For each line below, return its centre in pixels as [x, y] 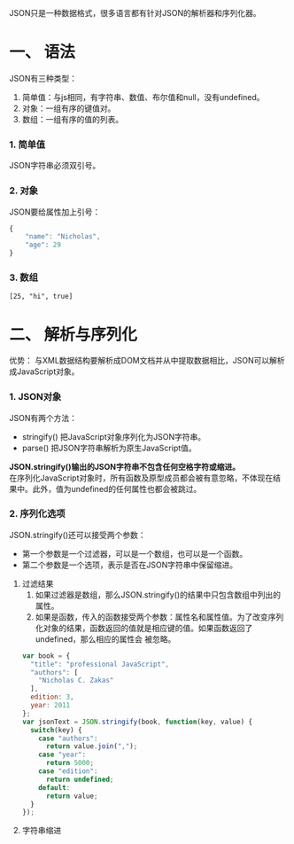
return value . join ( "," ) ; [92, 746]
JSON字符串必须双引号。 [55, 166]
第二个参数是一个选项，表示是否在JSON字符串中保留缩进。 [130, 565]
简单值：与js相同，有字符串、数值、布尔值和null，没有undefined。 [143, 97]
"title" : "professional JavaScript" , [100, 664]
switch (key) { [56, 730]
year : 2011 [50, 706]
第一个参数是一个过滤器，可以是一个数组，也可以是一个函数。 [135, 553]
